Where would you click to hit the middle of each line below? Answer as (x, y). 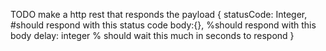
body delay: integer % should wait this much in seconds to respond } (152, 35)
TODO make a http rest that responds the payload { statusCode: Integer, (159, 14)
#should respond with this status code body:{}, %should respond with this (163, 25)
